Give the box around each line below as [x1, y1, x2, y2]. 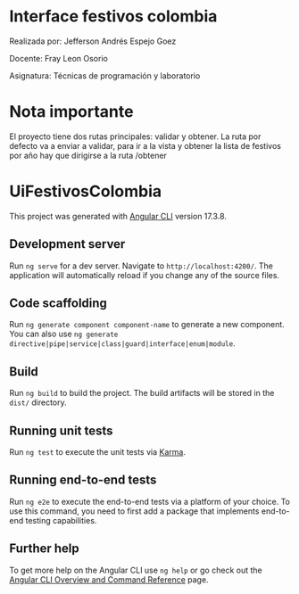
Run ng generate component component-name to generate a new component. [9, 319, 286, 330]
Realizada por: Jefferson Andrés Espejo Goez [9, 36, 177, 46]
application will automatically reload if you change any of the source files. [9, 269, 279, 280]
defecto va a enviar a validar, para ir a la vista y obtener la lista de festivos [9, 140, 281, 151]
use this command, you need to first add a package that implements [9, 506, 260, 516]
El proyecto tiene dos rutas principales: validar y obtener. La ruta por [9, 131, 262, 142]
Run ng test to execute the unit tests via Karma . [9, 447, 186, 458]
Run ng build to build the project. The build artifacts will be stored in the [9, 388, 275, 399]
